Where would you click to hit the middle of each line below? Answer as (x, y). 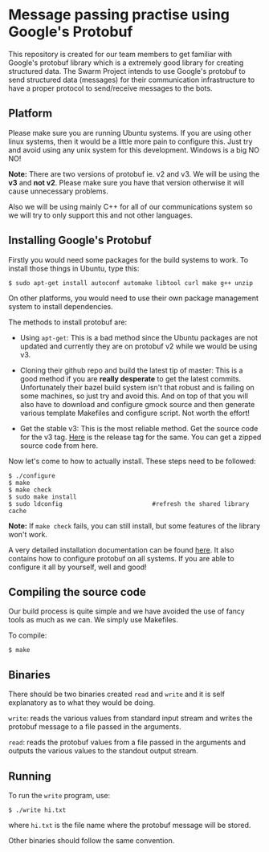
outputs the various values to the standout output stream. (103, 751)
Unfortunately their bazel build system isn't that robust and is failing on (137, 387)
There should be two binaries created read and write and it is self (116, 694)
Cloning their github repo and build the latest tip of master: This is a (131, 370)
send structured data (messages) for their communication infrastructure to (132, 79)
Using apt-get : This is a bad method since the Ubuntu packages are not (139, 337)
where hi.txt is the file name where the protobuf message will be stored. (130, 825)
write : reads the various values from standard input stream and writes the (130, 718)
